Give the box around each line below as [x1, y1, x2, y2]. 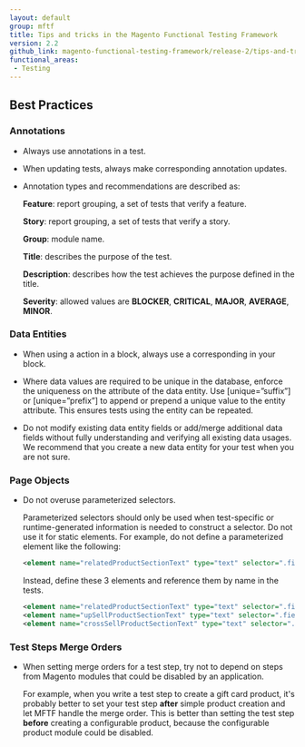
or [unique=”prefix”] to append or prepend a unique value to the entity [22, 395, 286, 406]
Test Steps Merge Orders [9, 641, 123, 654]
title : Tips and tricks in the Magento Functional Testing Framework [9, 30, 279, 39]
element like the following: [22, 541, 121, 552]
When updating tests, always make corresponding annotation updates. [22, 162, 288, 173]
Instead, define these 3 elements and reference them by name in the [22, 575, 280, 586]
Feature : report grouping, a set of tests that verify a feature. [22, 198, 247, 209]
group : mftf [9, 22, 54, 31]
